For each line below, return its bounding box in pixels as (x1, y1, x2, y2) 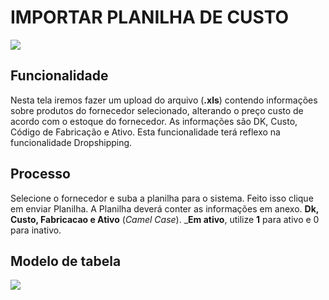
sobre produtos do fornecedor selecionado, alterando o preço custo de (10, 104, 304, 116)
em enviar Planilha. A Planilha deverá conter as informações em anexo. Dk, (10, 202, 319, 215)
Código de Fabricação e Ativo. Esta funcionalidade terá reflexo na (10, 126, 281, 138)
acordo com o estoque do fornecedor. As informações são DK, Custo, (10, 115, 298, 127)
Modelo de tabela (10, 252, 122, 270)
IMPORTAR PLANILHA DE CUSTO (10, 6, 290, 29)
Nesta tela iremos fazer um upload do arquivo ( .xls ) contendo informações (10, 94, 318, 106)
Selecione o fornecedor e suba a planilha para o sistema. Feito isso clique (10, 192, 314, 204)
